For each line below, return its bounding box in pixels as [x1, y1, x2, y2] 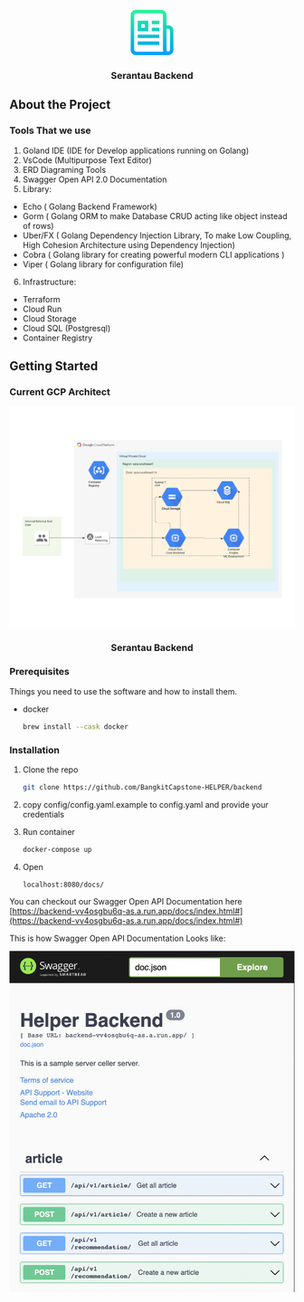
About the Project [9, 97, 111, 112]
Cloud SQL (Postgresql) [22, 322, 111, 333]
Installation [9, 743, 61, 756]
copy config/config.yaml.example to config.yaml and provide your [22, 799, 269, 809]
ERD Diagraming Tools [22, 164, 107, 175]
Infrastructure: [22, 276, 77, 287]
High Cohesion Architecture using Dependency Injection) [22, 239, 235, 250]
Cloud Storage [22, 312, 77, 324]
